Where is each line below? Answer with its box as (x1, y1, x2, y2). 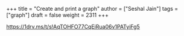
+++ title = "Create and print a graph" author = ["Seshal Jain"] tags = (6, 5, 179, 12)
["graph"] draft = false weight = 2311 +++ (6, 11, 109, 19)
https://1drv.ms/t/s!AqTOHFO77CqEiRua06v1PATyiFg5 (6, 23, 140, 30)
